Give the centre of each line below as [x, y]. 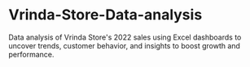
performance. [31, 54]
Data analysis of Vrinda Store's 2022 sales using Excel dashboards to [125, 37]
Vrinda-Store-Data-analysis [105, 15]
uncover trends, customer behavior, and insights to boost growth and [124, 45]
